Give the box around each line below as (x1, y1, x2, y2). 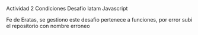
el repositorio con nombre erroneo (6, 23, 90, 29)
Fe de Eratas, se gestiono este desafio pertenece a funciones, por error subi (6, 16, 193, 23)
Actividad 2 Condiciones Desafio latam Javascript (6, 5, 128, 12)
